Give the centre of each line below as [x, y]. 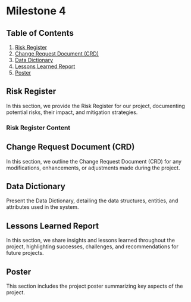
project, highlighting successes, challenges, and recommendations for [92, 246]
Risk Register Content [38, 128]
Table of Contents [40, 33]
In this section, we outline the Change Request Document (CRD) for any [94, 161]
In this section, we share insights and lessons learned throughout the [91, 241]
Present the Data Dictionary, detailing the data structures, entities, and [92, 201]
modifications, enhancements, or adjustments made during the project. [93, 168]
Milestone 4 [36, 11]
